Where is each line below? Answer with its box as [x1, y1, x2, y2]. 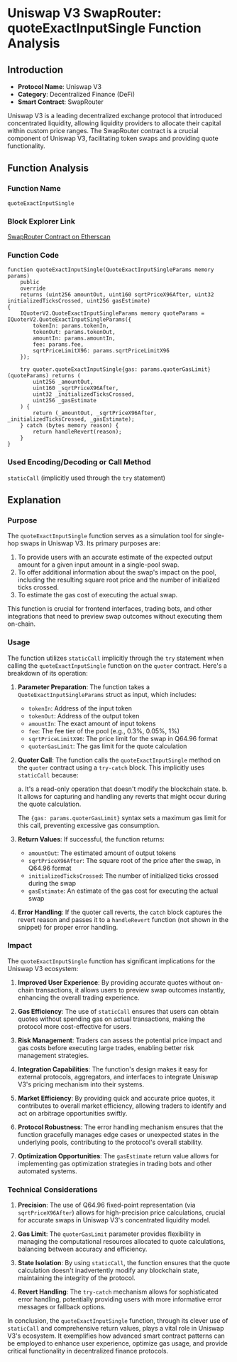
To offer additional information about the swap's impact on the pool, [17, 568, 216, 577]
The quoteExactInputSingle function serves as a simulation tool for [7, 532, 203, 540]
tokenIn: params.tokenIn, [33, 323, 110, 330]
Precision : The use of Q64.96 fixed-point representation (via [17, 1201, 196, 1210]
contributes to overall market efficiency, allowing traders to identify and [17, 1101, 227, 1110]
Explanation [7, 493, 62, 506]
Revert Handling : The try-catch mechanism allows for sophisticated [17, 1287, 219, 1296]
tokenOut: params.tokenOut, [33, 329, 116, 336]
